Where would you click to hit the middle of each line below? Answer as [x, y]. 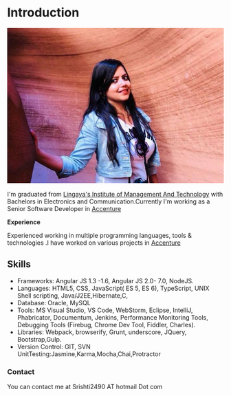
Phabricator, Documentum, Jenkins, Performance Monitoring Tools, [112, 317]
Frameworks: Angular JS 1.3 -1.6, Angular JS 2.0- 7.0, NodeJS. [105, 280]
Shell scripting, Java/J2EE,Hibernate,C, [73, 295]
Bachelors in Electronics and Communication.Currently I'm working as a [109, 201]
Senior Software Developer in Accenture [64, 208]
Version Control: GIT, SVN [54, 346]
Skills [19, 264]
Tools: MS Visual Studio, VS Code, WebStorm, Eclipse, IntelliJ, [105, 310]
